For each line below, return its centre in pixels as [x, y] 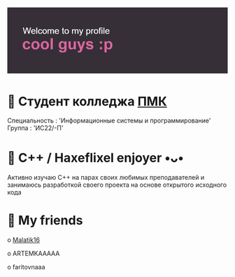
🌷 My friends [45, 221]
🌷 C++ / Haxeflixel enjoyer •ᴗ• [95, 158]
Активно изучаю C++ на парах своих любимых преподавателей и [106, 178]
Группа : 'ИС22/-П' [35, 128]
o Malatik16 [24, 240]
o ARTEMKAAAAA [34, 254]
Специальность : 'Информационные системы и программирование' [109, 121]
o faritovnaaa [26, 267]
